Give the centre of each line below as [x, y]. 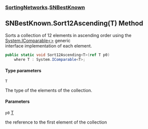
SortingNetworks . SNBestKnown [45, 7]
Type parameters [23, 71]
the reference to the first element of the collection [56, 122]
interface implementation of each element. [49, 45]
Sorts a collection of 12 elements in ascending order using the [68, 35]
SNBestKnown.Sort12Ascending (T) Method [74, 23]
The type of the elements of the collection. [49, 90]
